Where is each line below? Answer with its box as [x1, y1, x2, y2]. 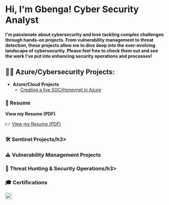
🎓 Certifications [5, 179, 48, 186]
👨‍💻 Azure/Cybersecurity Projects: [5, 67, 115, 77]
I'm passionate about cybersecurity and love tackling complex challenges [5, 31, 164, 38]
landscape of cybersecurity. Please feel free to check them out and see [5, 47, 158, 54]
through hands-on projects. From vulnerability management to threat [5, 37, 154, 43]
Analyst [5, 14, 39, 26]
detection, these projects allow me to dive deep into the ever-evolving [5, 42, 156, 48]
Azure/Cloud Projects [12, 81, 59, 87]
